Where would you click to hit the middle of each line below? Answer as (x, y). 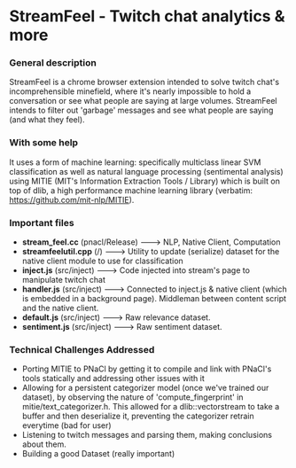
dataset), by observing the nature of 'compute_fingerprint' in (132, 397)
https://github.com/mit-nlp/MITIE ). (72, 199)
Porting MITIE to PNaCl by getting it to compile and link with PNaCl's (147, 369)
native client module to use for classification (102, 261)
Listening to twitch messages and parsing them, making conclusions (147, 435)
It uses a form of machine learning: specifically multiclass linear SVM (135, 162)
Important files (42, 222)
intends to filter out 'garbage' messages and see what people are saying (141, 110)
